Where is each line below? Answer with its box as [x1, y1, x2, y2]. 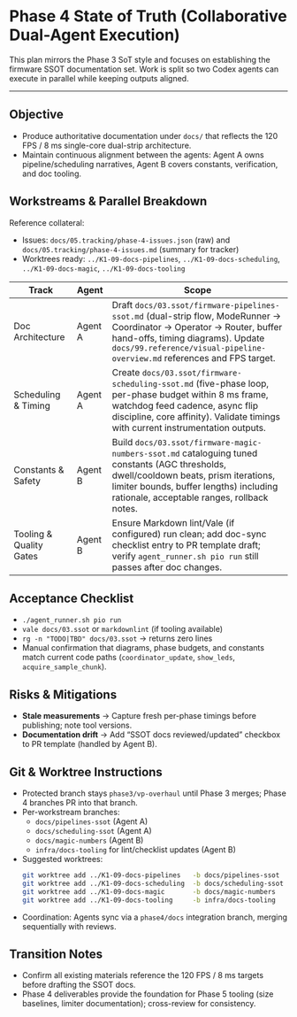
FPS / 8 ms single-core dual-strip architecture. [21, 140, 192, 150]
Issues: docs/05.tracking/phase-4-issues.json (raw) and [21, 235, 231, 245]
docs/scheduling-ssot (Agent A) [34, 826, 152, 836]
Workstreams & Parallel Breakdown [9, 194, 208, 209]
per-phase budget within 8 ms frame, [111, 388, 269, 400]
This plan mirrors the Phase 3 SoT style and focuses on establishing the [9, 54, 271, 65]
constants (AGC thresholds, [111, 458, 227, 470]
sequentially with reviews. [21, 921, 117, 931]
